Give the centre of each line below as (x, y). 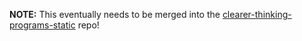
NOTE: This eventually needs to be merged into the (115, 14)
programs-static (42, 25)
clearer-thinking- (257, 14)
